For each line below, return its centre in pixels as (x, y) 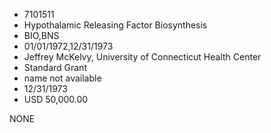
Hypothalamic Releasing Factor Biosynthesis (115, 25)
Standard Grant (55, 67)
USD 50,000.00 (56, 99)
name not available (62, 78)
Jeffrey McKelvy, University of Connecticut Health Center (142, 57)
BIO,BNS (41, 35)
